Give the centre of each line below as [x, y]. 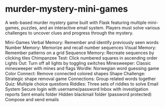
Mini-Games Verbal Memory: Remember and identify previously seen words [82, 42]
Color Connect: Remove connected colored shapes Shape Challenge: [75, 73]
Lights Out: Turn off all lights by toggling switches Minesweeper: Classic [78, 63]
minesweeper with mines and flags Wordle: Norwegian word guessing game [82, 68]
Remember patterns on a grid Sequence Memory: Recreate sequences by [80, 53]
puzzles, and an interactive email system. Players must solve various [91, 27]
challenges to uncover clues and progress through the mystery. [69, 33]
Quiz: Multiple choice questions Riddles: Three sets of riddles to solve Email [82, 84]
